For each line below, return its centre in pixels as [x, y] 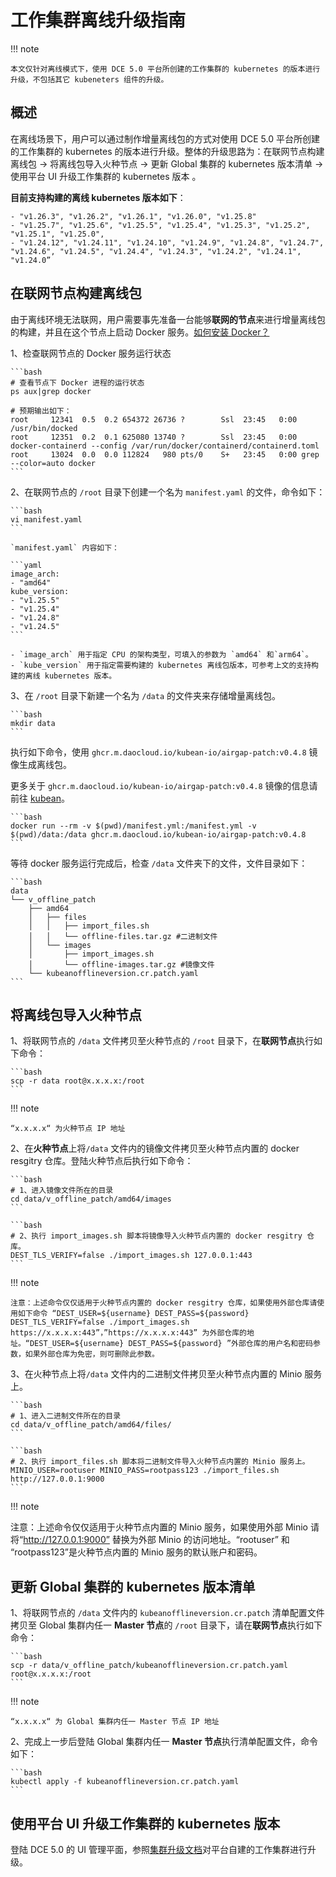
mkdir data [33, 723]
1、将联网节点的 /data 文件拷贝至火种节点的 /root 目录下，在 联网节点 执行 [162, 1041]
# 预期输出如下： [41, 411]
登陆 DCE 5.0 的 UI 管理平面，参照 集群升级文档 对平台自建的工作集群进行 [159, 1849]
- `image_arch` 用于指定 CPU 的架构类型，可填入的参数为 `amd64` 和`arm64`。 [161, 654]
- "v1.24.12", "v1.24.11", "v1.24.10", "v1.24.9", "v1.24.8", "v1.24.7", [167, 242]
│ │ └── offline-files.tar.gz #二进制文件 [123, 936]
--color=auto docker [53, 463]
